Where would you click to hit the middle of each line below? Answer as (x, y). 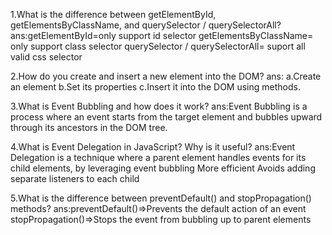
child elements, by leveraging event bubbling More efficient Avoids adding (163, 168)
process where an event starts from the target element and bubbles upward (166, 117)
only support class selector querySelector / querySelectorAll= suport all (158, 46)
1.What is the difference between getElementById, (113, 14)
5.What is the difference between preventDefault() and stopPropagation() (161, 198)
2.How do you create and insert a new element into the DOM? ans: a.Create (166, 76)
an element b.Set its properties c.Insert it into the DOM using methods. (155, 87)
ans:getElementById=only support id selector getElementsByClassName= (162, 35)
